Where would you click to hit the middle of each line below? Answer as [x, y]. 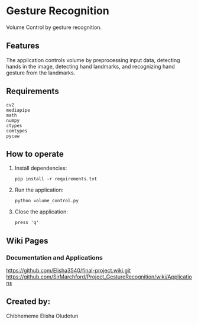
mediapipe [18, 110]
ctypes [14, 125]
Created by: [28, 302]
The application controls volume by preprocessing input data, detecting [93, 60]
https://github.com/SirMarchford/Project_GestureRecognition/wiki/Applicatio [99, 277]
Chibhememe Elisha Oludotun [42, 316]
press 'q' [27, 223]
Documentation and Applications [55, 257]
